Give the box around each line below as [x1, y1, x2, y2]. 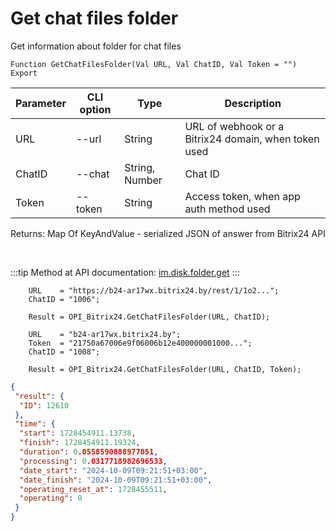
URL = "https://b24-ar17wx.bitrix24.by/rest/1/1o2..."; [28, 285, 280, 296]
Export [10, 68, 38, 78]
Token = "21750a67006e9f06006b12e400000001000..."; [28, 338, 253, 348]
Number [124, 173, 163, 187]
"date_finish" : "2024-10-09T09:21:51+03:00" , [19, 475, 213, 485]
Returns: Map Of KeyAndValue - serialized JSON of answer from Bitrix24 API [10, 227, 326, 239]
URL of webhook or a [184, 119, 285, 133]
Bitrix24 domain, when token [184, 132, 320, 146]
